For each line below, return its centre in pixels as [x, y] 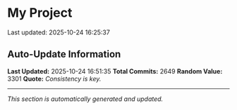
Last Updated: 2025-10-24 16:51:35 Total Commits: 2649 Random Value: [115, 71]
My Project [40, 13]
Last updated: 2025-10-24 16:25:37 [59, 32]
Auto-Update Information [64, 54]
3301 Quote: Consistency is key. [54, 78]
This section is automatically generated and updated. [85, 99]
